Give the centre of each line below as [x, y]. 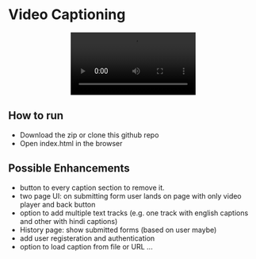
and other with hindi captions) [69, 221]
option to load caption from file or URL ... [86, 246]
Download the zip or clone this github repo [89, 135]
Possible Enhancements [69, 168]
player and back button [57, 204]
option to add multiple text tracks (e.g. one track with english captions [134, 213]
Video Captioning [67, 15]
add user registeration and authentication [87, 238]
